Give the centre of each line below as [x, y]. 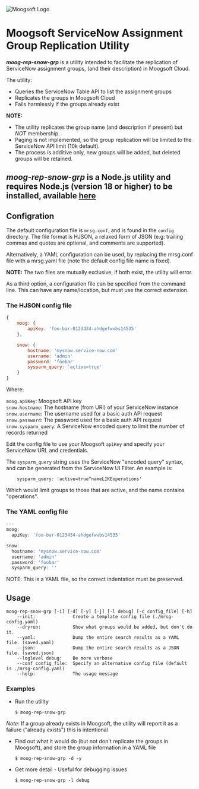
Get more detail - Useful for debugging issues [71, 769]
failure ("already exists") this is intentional [57, 730]
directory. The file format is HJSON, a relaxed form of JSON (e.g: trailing [95, 237]
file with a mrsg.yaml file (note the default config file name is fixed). [89, 261]
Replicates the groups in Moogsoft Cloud [65, 97]
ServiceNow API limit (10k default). [57, 146]
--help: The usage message [67, 674]
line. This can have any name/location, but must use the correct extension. [97, 290]
